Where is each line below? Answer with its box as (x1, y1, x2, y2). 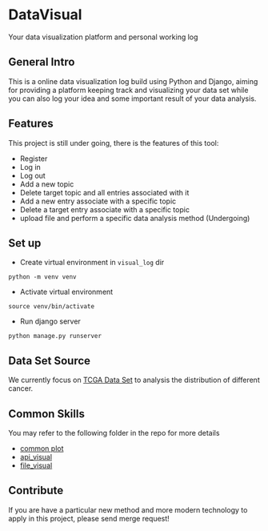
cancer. (8, 384, 34, 393)
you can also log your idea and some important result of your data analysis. (8, 94, 257, 103)
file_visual (19, 461, 53, 470)
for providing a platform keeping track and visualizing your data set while (8, 85, 249, 95)
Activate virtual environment (19, 287, 114, 297)
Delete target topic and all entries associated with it (19, 187, 190, 197)
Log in (19, 162, 42, 171)
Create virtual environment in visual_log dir (19, 258, 165, 268)
